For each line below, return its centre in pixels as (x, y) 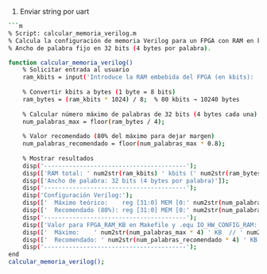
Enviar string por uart (54, 12)
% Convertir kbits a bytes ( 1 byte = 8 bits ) (99, 92)
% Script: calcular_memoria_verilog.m (72, 33)
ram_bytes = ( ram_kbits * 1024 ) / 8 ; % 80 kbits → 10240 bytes (131, 99)
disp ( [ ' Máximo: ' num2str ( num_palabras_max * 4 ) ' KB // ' (133, 232)
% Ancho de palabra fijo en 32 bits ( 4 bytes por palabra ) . (110, 48)
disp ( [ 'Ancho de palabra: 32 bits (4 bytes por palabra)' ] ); (126, 181)
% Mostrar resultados (58, 158)
